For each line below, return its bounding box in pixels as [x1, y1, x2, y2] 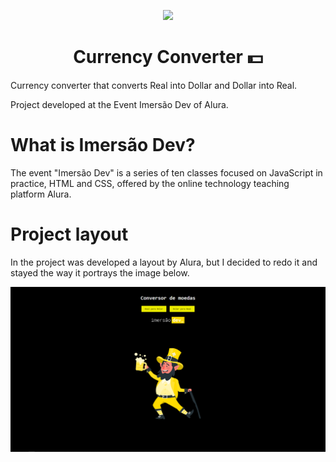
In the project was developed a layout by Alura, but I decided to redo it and [10, 256, 318, 268]
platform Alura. [10, 188, 72, 200]
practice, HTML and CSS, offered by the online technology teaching [10, 177, 290, 189]
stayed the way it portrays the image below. [10, 266, 190, 279]
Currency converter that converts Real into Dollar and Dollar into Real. [10, 79, 298, 91]
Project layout [10, 223, 129, 246]
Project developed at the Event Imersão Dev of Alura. [10, 98, 229, 110]
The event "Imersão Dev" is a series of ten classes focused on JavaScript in [10, 166, 323, 179]
